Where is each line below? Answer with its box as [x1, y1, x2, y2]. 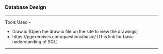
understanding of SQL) [12, 39, 58, 45]
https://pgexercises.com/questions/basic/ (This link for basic [12, 34, 134, 40]
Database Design [5, 4, 47, 11]
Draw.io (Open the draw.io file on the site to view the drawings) [12, 28, 138, 35]
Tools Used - [5, 19, 31, 25]
